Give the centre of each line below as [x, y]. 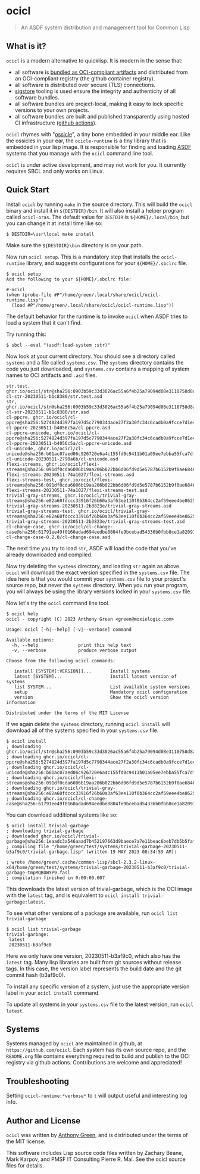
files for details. [25, 1165]
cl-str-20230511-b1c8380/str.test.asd [54, 396]
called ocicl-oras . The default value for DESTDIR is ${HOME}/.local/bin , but [98, 217]
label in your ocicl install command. [53, 992]
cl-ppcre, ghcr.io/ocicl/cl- [42, 417]
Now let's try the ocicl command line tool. [58, 603]
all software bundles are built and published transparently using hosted [102, 116]
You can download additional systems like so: [62, 815]
